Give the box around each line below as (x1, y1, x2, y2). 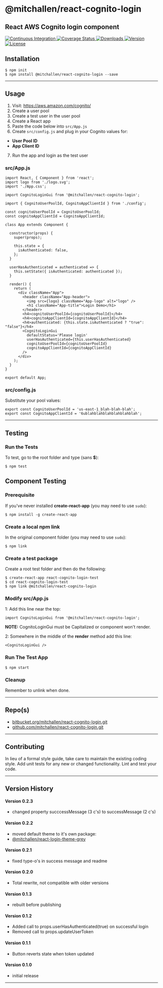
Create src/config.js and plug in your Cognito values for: (12, 128, 128, 134)
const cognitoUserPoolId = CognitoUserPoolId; (5, 209, 101, 214)
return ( (14, 286, 32, 291)
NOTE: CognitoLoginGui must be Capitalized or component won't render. (5, 624, 151, 630)
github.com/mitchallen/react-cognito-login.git (12, 724, 104, 730)
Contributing (5, 743, 45, 751)
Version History (5, 784, 53, 793)
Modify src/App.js (5, 595, 49, 602)
